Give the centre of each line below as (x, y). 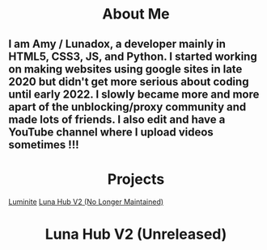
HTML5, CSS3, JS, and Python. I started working (133, 56)
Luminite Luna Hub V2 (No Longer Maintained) (86, 202)
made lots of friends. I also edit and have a (117, 119)
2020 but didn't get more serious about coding (129, 81)
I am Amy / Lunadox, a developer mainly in (117, 44)
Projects (136, 179)
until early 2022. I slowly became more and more (134, 94)
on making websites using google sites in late (125, 69)
